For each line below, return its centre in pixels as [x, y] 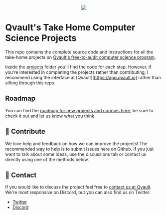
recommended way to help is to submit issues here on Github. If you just [80, 149]
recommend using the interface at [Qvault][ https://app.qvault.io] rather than [83, 77]
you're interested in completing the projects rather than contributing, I [77, 72]
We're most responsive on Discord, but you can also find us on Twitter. [78, 193]
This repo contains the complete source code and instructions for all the [79, 52]
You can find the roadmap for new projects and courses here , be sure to [79, 110]
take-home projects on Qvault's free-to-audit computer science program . [81, 57]
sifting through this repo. [30, 83]
